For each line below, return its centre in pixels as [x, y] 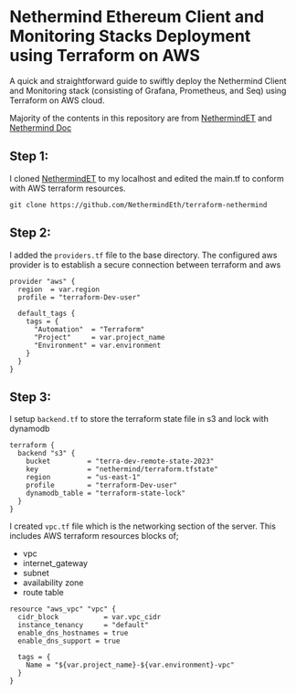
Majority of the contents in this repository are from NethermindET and [141, 118]
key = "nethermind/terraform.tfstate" [122, 469]
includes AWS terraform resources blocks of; [95, 536]
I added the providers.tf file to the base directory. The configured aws [143, 255]
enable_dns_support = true [69, 641]
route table [43, 593]
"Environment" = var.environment [97, 345]
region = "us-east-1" [84, 478]
